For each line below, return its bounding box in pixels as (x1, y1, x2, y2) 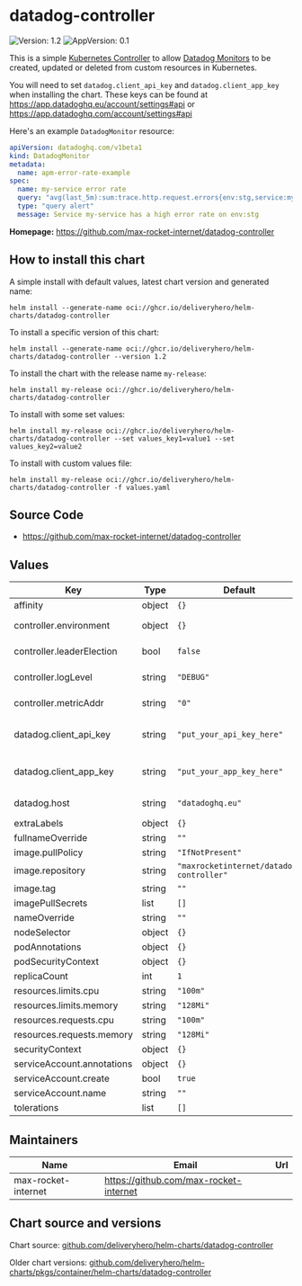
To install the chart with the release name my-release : (9, 368, 207, 379)
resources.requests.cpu (13, 1014, 114, 1026)
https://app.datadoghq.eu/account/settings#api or (9, 98, 196, 109)
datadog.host (13, 797, 70, 809)
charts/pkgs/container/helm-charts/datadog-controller (9, 1266, 212, 1277)
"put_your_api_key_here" (176, 729, 283, 740)
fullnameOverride (13, 832, 88, 844)
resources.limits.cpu (13, 985, 100, 997)
